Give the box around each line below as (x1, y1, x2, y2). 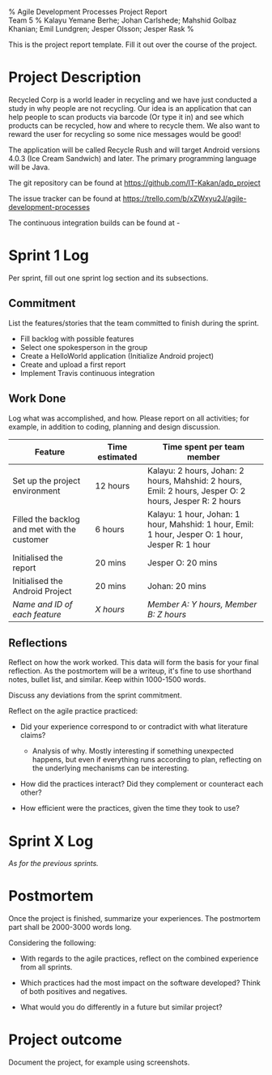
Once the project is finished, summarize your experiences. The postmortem (8, 914, 261, 924)
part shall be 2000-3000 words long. (8, 923, 132, 932)
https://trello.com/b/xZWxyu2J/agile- (122, 194, 247, 203)
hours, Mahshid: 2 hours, (147, 475, 243, 486)
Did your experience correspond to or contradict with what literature (19, 722, 249, 732)
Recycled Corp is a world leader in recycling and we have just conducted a (8, 95, 257, 105)
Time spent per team (162, 441, 245, 452)
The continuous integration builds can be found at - (8, 218, 181, 228)
